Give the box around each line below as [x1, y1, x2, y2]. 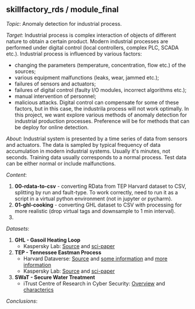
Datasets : [6, 225, 30, 232]
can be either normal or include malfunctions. [6, 160, 116, 167]
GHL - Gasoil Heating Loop [14, 236, 81, 243]
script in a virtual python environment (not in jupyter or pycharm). [14, 195, 173, 202]
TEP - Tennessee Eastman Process [14, 249, 101, 256]
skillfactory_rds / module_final [6, 5, 119, 15]
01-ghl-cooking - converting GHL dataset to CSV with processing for [14, 201, 182, 208]
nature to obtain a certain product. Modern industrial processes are [6, 37, 169, 44]
